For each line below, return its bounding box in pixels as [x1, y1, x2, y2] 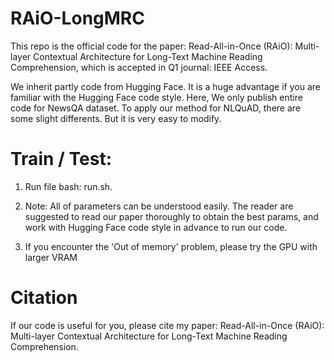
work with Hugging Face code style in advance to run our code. [24, 221, 288, 233]
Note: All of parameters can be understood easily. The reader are [24, 200, 294, 212]
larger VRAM [24, 251, 78, 263]
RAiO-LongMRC [10, 7, 145, 30]
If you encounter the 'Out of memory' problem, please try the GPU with [24, 240, 318, 252]
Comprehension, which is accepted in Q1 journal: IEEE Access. [10, 61, 268, 73]
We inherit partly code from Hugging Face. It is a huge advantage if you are [10, 80, 321, 92]
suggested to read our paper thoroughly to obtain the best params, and [24, 210, 319, 222]
